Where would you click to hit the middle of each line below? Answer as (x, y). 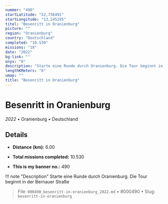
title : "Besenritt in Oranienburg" (43, 80)
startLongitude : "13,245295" (36, 19)
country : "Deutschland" (30, 38)
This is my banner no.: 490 (41, 166)
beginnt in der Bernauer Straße (37, 181)
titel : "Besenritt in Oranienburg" (43, 24)
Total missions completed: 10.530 (48, 157)
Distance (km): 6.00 (34, 147)
